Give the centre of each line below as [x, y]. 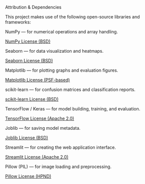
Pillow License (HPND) [28, 176]
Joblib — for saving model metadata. [43, 128]
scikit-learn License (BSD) [32, 99]
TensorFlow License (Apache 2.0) [40, 118]
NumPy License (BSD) [28, 41]
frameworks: [18, 22]
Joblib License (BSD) [27, 138]
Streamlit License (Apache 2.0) [37, 157]
